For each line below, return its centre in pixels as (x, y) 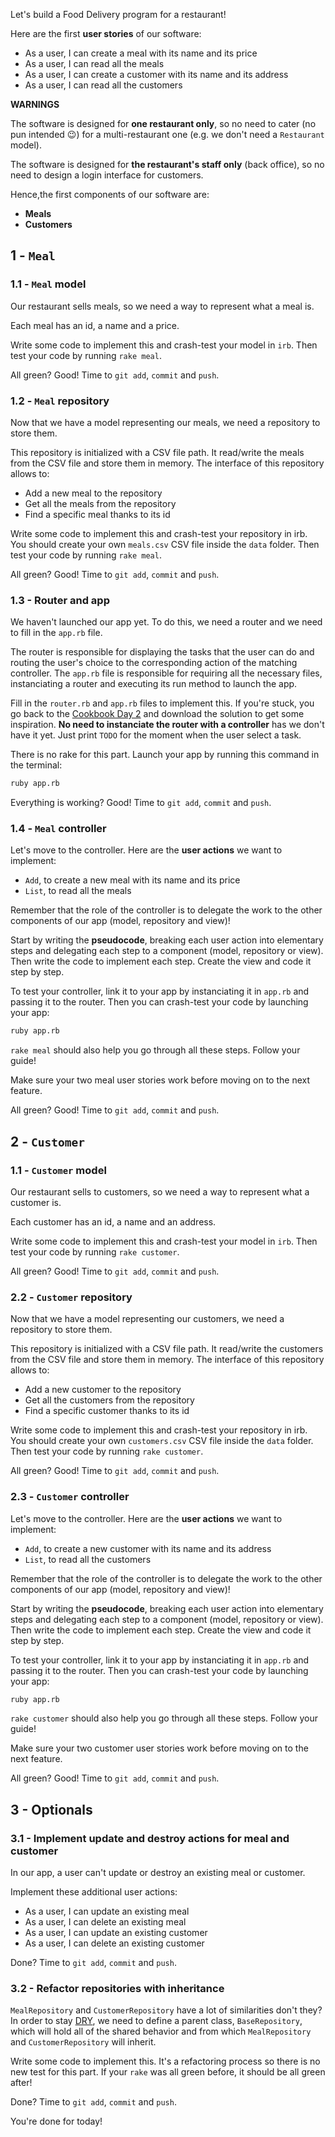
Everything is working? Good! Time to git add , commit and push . (141, 803)
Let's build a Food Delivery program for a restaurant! (118, 14)
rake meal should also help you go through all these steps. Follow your (155, 1050)
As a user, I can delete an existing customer (114, 1943)
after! (21, 2083)
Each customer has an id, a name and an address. (113, 1222)
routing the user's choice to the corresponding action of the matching (154, 663)
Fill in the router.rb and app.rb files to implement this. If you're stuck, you (162, 703)
